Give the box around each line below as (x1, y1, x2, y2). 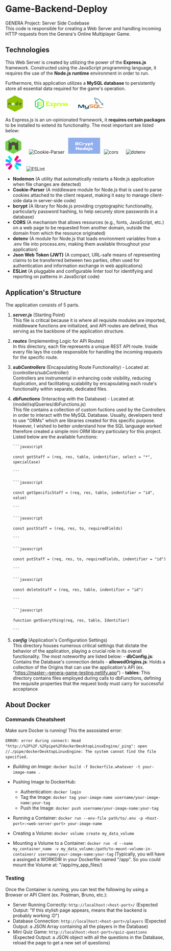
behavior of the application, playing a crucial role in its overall (12, 648, 142, 654)
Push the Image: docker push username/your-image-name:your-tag (20, 805, 159, 811)
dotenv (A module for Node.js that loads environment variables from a (12, 235, 161, 242)
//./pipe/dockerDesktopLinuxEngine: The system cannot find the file (5, 749, 157, 754)
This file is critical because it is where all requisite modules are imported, (12, 317, 166, 323)
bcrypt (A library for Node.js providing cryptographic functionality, (12, 203, 153, 209)
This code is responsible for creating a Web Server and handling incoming (5, 25, 161, 31)
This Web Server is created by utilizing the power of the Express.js (5, 59, 146, 65)
